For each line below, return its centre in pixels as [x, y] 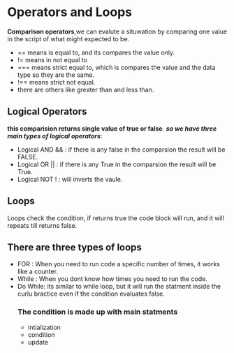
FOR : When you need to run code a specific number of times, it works [118, 264]
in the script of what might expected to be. [68, 38]
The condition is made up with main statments [97, 312]
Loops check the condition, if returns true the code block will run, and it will [116, 218]
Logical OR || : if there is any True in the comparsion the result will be [117, 164]
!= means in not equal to [52, 59]
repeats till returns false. [42, 225]
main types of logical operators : [55, 136]
